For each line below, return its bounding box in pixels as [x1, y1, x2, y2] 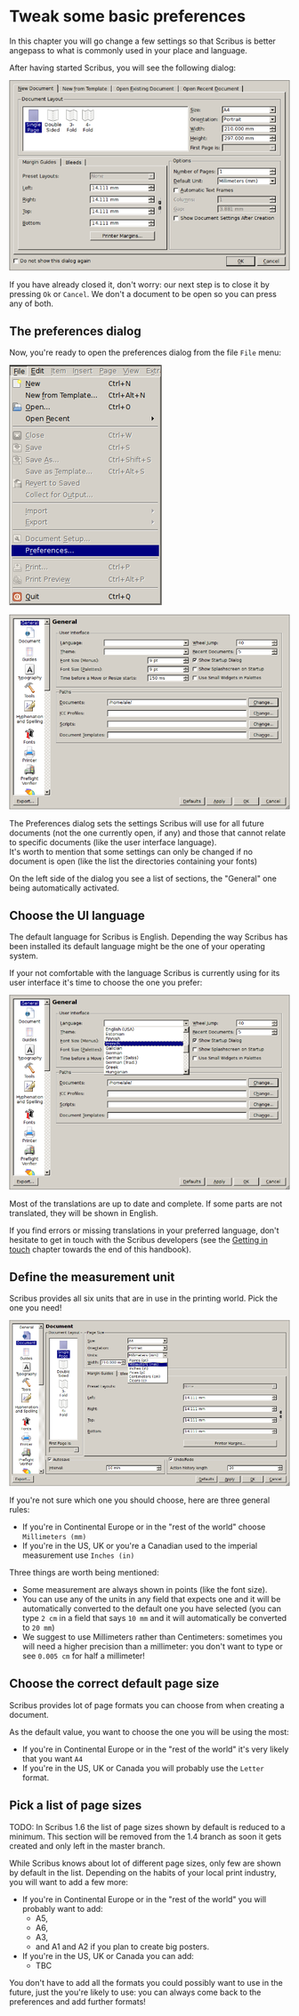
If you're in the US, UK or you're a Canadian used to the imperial [21, 1540, 258, 1551]
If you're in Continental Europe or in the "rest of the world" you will [21, 1893, 267, 1905]
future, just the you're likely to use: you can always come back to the [9, 1987, 262, 1997]
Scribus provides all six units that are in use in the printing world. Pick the [9, 1293, 279, 1304]
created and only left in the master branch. [9, 1840, 166, 1851]
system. [9, 950, 38, 962]
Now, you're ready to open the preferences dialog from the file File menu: [9, 347, 282, 358]
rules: [9, 1504, 30, 1514]
